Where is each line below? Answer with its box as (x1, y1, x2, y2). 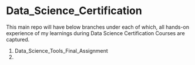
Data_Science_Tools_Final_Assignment (14, 47, 109, 54)
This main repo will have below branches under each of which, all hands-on (6, 23, 190, 30)
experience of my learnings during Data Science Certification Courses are (6, 29, 185, 36)
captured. (6, 36, 30, 43)
